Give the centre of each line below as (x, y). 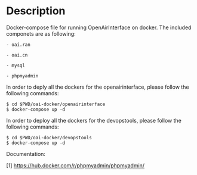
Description (36, 11)
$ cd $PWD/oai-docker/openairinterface (56, 104)
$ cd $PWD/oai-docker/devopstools (49, 137)
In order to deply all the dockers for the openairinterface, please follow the (98, 87)
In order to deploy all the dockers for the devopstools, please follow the (94, 120)
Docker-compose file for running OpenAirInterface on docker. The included (99, 27)
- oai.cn (17, 55)
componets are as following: (41, 33)
